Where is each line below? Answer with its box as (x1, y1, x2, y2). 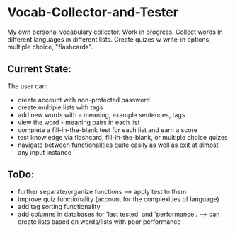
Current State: (7, 63, 72, 75)
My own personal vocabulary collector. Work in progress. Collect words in (7, 28, 223, 36)
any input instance (17, 148, 72, 156)
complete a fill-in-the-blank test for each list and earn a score (17, 125, 198, 134)
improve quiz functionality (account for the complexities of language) (17, 195, 219, 203)
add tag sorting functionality (17, 202, 101, 210)
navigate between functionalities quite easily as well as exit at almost (17, 141, 219, 149)
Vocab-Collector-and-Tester (7, 4, 179, 20)
